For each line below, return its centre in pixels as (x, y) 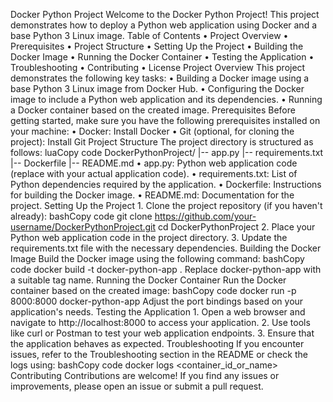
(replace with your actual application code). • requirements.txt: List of (154, 173)
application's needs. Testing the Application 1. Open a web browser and (158, 312)
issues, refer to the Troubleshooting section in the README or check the (159, 354)
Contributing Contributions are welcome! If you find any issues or (145, 375)
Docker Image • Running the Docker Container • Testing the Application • (162, 57)
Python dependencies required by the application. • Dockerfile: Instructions (166, 184)
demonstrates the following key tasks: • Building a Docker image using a (160, 78)
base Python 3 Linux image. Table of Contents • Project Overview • (149, 35)
